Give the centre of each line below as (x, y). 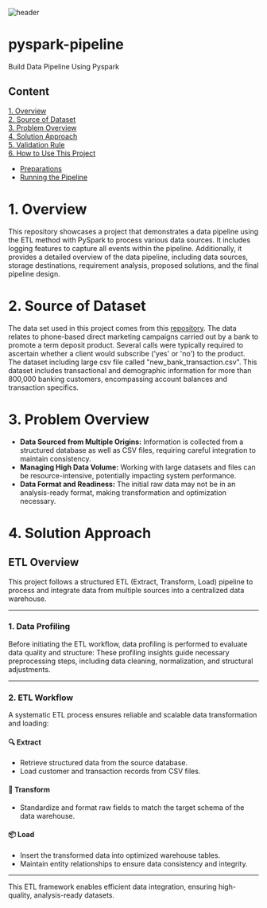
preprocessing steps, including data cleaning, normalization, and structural (131, 661)
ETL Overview (44, 562)
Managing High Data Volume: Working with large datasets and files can (137, 467)
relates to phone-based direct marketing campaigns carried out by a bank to (133, 336)
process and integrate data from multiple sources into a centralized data (126, 590)
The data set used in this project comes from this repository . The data (122, 328)
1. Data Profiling (39, 627)
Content (29, 92)
